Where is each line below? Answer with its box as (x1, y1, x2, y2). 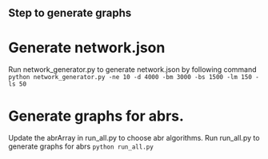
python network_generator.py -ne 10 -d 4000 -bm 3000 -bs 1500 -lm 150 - (8, 74, 260, 81)
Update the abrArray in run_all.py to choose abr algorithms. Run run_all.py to (8, 133, 260, 143)
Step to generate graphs (8, 6, 132, 20)
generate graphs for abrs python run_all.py (8, 141, 154, 151)
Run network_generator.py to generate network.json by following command (8, 65, 258, 74)
